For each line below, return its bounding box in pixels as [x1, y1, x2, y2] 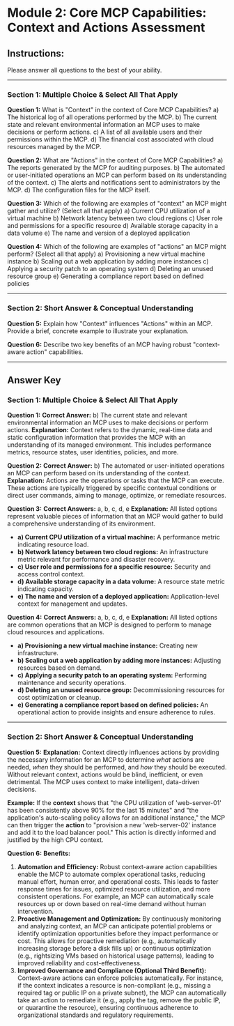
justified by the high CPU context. [7, 835, 104, 844]
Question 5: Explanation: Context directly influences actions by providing [7, 748, 219, 756]
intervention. [17, 907, 54, 915]
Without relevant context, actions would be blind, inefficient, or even [7, 770, 203, 779]
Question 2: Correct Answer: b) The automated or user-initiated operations [7, 461, 225, 470]
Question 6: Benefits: [7, 849, 71, 857]
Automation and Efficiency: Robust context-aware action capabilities [17, 862, 218, 871]
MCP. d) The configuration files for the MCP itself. [7, 186, 150, 194]
